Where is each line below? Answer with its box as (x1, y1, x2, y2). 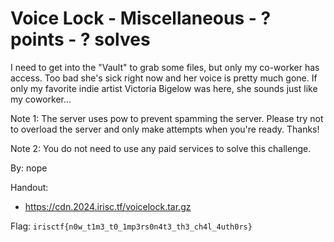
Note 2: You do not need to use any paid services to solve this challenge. (10, 142, 312, 154)
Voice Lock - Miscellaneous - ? (10, 7, 272, 30)
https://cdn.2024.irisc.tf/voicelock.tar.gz (24, 200, 192, 212)
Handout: (10, 181, 49, 193)
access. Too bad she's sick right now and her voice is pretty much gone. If (10, 72, 318, 84)
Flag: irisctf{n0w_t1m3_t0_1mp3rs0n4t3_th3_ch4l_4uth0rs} (10, 220, 253, 232)
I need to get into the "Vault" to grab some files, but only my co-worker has (10, 61, 320, 73)
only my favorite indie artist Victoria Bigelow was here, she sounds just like (10, 82, 318, 94)
